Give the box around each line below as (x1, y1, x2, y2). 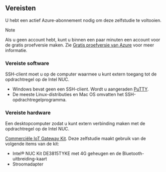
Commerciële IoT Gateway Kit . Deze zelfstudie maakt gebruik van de (5, 135, 146, 141)
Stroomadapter (12, 161, 44, 167)
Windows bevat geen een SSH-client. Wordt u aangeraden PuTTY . (12, 86, 149, 92)
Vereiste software (5, 59, 49, 66)
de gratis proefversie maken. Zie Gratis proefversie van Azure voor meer (5, 42, 155, 48)
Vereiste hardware (5, 109, 51, 116)
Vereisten (5, 4, 36, 12)
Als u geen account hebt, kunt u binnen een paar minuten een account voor (5, 36, 161, 42)
